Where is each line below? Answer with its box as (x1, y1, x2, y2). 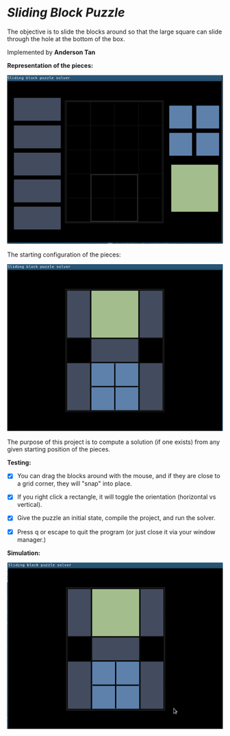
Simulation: (7, 549, 41, 557)
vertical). (16, 501, 42, 509)
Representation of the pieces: (7, 61, 94, 69)
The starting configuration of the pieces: (7, 250, 121, 259)
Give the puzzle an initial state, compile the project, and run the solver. (16, 514, 216, 522)
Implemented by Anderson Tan (7, 48, 96, 56)
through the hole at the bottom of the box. (7, 34, 125, 43)
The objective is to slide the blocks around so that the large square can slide (7, 27, 222, 36)
